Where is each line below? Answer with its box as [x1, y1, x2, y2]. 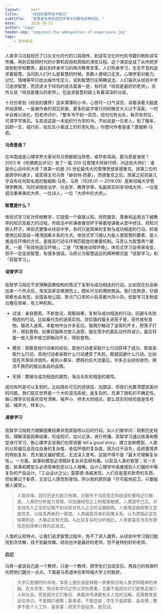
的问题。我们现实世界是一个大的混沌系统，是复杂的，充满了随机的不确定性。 [5, 390, 158, 396]
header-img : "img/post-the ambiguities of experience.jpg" [5, 30, 127, 35]
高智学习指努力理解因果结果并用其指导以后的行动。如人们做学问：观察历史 [5, 428, 154, 433]
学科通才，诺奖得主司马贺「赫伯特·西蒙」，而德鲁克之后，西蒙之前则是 [13, 172, 153, 178]
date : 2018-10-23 [5, 20, 53, 26]
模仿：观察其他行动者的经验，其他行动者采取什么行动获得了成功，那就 [12, 345, 153, 351]
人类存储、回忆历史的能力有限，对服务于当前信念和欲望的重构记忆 [16, 492, 149, 499]
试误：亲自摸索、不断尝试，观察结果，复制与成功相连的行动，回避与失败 [12, 310, 157, 316]
